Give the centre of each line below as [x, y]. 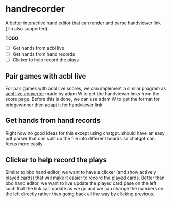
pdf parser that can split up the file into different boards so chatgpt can [80, 138]
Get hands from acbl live [39, 48]
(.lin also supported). [27, 28]
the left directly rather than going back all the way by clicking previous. [80, 194]
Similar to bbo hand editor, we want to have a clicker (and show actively [81, 172]
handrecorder [35, 9]
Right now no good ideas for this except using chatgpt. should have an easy [85, 133]
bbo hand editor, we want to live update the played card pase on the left [81, 183]
